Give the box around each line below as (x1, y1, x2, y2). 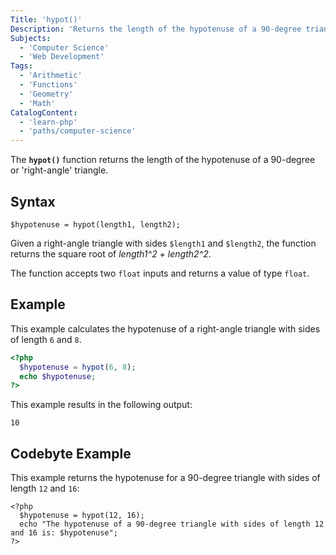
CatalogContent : (10, 107, 78, 118)
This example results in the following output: (10, 399, 193, 411)
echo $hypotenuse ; (19, 371, 97, 381)
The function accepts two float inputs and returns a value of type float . (10, 267, 310, 279)
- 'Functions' (19, 80, 78, 90)
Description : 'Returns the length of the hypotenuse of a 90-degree (10, 24, 302, 34)
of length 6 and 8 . (10, 333, 82, 345)
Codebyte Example (10, 445, 132, 462)
